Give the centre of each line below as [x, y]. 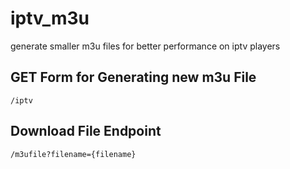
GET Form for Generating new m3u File [133, 77]
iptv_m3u [50, 18]
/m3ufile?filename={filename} [73, 154]
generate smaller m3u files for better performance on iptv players [145, 46]
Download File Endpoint [86, 131]
